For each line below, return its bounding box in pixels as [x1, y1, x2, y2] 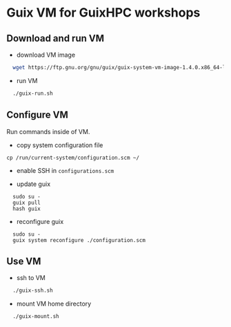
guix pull [12, 199, 41, 206]
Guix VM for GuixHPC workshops [6, 5, 201, 21]
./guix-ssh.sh [12, 287, 53, 295]
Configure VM [6, 109, 68, 121]
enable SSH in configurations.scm [16, 166, 114, 174]
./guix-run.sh [12, 90, 53, 97]
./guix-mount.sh [12, 313, 59, 320]
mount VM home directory [16, 299, 92, 308]
